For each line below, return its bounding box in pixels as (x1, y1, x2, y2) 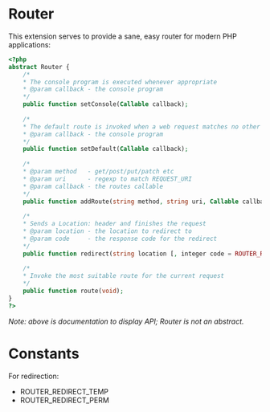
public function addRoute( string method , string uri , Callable (22, 198, 239, 206)
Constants (8, 345, 80, 362)
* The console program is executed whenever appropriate (22, 78, 218, 86)
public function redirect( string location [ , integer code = (22, 250, 231, 258)
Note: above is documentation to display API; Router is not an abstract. (8, 316, 244, 326)
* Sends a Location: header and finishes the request (22, 220, 207, 228)
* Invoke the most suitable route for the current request (22, 272, 225, 280)
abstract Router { (8, 63, 70, 71)
